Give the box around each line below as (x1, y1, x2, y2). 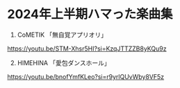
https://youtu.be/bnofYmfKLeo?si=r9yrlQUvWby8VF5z (7, 72, 165, 80)
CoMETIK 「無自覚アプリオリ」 (17, 30, 108, 39)
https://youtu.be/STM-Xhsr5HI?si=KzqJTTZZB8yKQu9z (7, 44, 167, 53)
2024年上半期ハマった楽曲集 (7, 6, 173, 22)
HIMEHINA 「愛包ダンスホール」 (17, 58, 111, 67)
